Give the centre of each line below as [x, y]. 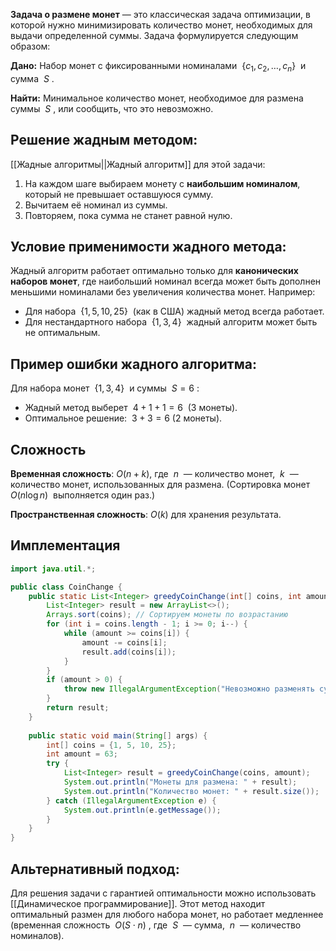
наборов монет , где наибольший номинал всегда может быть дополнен [166, 281]
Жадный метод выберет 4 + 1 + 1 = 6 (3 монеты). [131, 408]
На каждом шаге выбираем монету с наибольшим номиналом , [162, 183]
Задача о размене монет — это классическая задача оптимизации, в [160, 14]
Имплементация [65, 545]
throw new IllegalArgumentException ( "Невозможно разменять [189, 689]
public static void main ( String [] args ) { [118, 735]
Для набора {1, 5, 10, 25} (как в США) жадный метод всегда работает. [174, 311]
